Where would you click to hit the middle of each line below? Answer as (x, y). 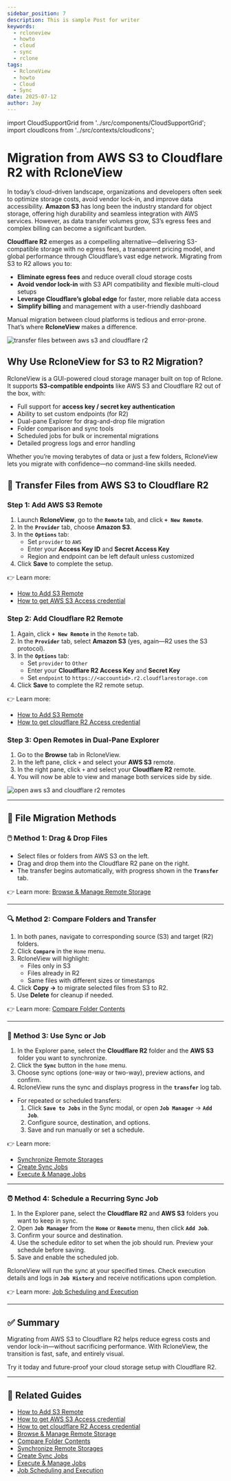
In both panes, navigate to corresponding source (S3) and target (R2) (115, 936)
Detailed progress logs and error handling (76, 443)
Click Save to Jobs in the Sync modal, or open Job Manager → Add (120, 1108)
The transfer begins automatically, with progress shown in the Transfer (118, 870)
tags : (15, 65)
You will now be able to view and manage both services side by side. (114, 776)
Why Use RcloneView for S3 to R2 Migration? (105, 362)
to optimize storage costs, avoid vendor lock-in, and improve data (100, 199)
